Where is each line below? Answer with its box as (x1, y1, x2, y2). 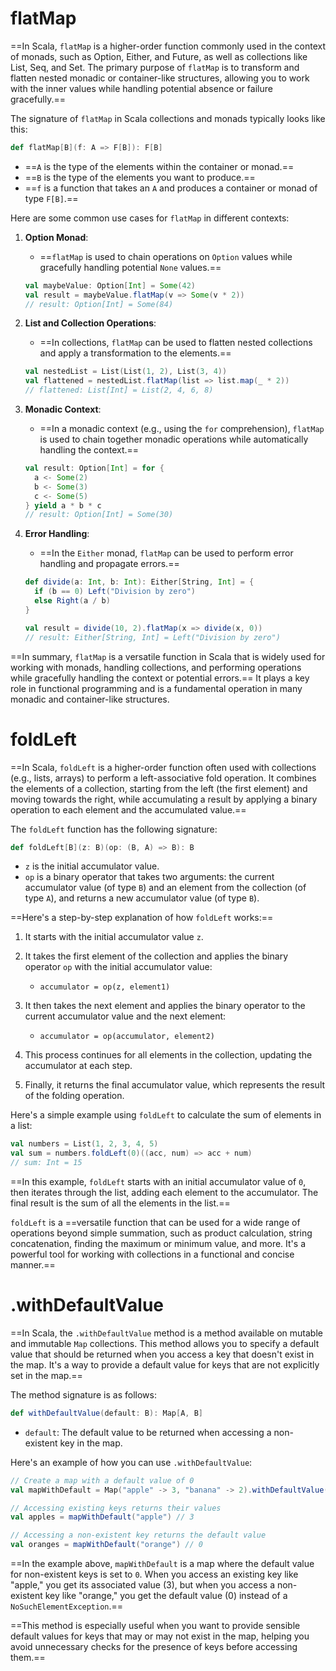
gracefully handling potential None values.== (39, 261, 222, 273)
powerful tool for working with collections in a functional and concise (10, 1248, 295, 1260)
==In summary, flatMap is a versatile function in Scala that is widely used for (10, 650, 326, 662)
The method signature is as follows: (10, 1388, 157, 1401)
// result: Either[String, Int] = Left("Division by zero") (24, 632, 281, 642)
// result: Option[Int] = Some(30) (24, 510, 174, 520)
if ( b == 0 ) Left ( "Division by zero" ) (34, 587, 196, 597)
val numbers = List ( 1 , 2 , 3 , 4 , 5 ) (10, 1139, 159, 1149)
